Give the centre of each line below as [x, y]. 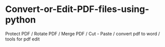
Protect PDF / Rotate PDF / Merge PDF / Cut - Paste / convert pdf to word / [82, 33]
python [21, 20]
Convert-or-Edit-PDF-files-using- [77, 9]
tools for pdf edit [23, 39]
